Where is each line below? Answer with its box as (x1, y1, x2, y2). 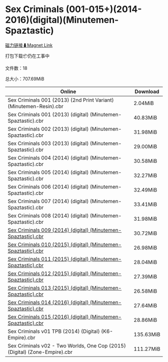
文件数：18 (5, 65, 27, 71)
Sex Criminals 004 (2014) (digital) (7, 154, 89, 161)
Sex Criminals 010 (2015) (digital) (7, 241, 89, 248)
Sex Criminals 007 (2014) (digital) (7, 198, 89, 205)
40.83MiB (133, 114, 157, 121)
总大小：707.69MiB (5, 75, 44, 81)
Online (60, 88, 76, 95)
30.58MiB (133, 157, 157, 164)
